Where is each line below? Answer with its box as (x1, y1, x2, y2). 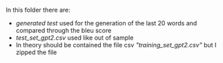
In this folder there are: (6, 6, 71, 14)
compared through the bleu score (15, 27, 112, 34)
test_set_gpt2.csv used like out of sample (15, 34, 134, 42)
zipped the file (15, 48, 57, 56)
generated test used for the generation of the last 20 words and (15, 19, 197, 27)
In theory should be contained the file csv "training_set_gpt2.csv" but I (15, 41, 217, 49)
